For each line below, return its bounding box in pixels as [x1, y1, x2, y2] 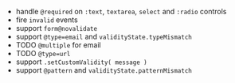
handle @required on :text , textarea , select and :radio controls [15, 7, 227, 16]
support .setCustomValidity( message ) [15, 57, 147, 66]
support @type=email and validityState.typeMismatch [15, 32, 193, 41]
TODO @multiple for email [15, 40, 101, 50]
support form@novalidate [15, 24, 98, 32]
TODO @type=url [15, 49, 71, 58]
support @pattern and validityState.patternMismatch [15, 66, 193, 74]
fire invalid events [15, 15, 78, 25]
